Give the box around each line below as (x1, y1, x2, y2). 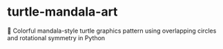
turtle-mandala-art (7, 4, 118, 20)
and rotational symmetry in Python (7, 33, 106, 42)
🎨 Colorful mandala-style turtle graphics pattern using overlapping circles (7, 27, 217, 35)
